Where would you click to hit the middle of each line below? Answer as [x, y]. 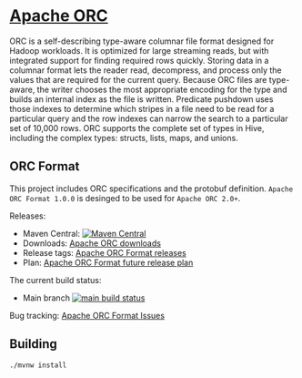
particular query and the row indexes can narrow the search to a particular [149, 118]
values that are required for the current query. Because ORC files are [138, 79]
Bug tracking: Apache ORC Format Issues [87, 315]
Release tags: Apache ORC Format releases [104, 252]
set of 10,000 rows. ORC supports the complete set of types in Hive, [137, 128]
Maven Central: [51, 233]
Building [33, 344]
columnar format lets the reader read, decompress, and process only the [146, 70]
